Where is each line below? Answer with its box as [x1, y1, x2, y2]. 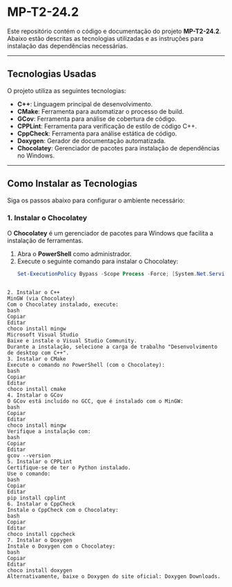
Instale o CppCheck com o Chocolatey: [7, 506, 119, 513]
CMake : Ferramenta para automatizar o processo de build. [17, 107, 184, 115]
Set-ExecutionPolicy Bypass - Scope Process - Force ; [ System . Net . [17, 270, 209, 277]
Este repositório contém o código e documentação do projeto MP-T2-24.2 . [7, 27, 222, 35]
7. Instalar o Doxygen [7, 537, 72, 543]
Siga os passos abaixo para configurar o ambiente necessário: [7, 196, 185, 204]
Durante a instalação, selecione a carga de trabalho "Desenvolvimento [7, 343, 217, 350]
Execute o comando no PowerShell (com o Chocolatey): [7, 361, 166, 368]
